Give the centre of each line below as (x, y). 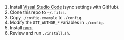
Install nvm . (21, 28)
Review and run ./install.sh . (40, 33)
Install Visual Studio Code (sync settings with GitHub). (64, 7)
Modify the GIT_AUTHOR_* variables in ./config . (57, 22)
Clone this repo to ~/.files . (38, 12)
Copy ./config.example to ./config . (46, 17)
